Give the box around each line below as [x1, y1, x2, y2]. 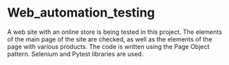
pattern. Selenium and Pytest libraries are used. [7, 50, 144, 58]
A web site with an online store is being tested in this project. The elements [7, 28, 223, 36]
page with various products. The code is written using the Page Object [7, 42, 210, 50]
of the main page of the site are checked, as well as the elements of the [7, 35, 212, 43]
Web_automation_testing [7, 5, 155, 21]
